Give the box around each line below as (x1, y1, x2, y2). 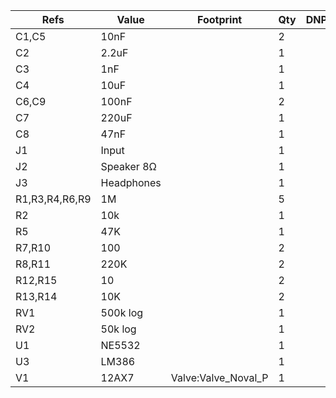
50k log (100, 322, 137, 336)
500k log (100, 306, 144, 319)
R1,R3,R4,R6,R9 (15, 192, 92, 206)
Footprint (196, 13, 243, 26)
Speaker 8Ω (100, 160, 157, 173)
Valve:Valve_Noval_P (170, 371, 269, 384)
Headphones (100, 176, 162, 189)
